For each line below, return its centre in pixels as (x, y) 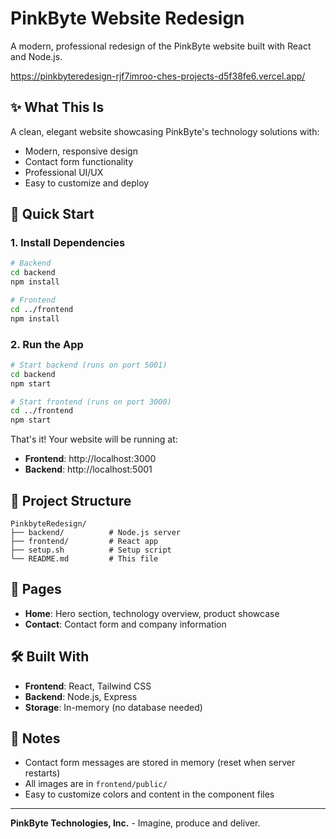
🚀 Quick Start (52, 214)
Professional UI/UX (64, 172)
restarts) (42, 773)
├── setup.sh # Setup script (91, 550)
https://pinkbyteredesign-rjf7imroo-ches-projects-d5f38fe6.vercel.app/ (158, 76)
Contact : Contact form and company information (125, 624)
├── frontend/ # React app (84, 542)
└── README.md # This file (84, 559)
